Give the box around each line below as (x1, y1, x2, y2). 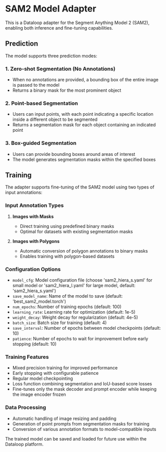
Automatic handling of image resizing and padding (12, 415, 116, 421)
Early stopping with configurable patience (12, 370, 99, 376)
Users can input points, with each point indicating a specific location (12, 111, 153, 117)
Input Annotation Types (5, 202, 64, 209)
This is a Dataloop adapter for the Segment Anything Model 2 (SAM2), (5, 20, 150, 26)
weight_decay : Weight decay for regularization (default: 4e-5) (12, 314, 138, 321)
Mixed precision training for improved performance (12, 365, 118, 371)
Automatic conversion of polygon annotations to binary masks (19, 248, 148, 254)
